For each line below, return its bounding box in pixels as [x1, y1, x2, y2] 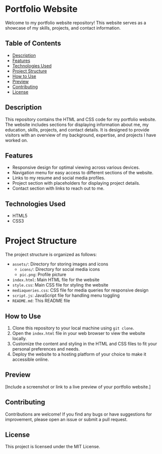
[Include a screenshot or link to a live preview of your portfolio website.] [5, 384, 151, 389]
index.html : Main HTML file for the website [12, 277, 100, 283]
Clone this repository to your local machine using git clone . [12, 325, 134, 331]
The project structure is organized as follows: [5, 252, 97, 258]
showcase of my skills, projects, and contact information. [5, 25, 121, 31]
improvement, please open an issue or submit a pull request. [5, 416, 128, 422]
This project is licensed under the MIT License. [5, 444, 100, 450]
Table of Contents [5, 39, 62, 48]
